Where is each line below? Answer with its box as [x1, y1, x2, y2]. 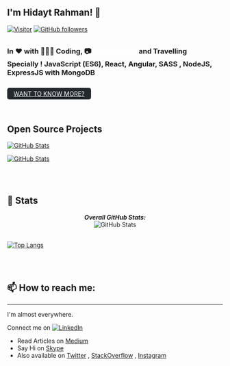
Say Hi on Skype [16, 343, 64, 352]
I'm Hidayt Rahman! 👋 [7, 7, 101, 18]
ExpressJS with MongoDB [7, 68, 96, 77]
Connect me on [7, 323, 51, 332]
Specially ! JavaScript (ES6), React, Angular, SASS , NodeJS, [7, 59, 212, 68]
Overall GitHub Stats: [84, 213, 146, 221]
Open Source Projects [7, 123, 103, 135]
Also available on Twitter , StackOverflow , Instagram [16, 351, 166, 359]
